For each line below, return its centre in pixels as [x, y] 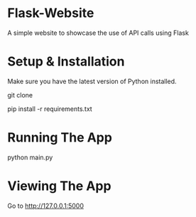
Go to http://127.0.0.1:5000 [45, 206]
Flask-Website [51, 13]
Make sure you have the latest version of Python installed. [92, 81]
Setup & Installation [66, 62]
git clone [20, 95]
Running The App [60, 138]
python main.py [30, 157]
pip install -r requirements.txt [50, 109]
